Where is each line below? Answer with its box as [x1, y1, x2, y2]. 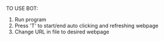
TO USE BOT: [6, 5, 38, 12]
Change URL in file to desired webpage [14, 28, 110, 35]
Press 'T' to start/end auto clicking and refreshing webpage [14, 23, 159, 29]
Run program [14, 16, 47, 23]
